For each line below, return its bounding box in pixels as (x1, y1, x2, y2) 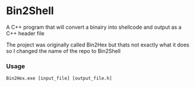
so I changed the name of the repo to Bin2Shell (6, 47, 121, 54)
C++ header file (6, 29, 45, 36)
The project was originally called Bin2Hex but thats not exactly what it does (6, 41, 190, 48)
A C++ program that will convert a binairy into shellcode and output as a (6, 24, 182, 31)
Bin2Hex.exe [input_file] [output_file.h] (6, 75, 112, 82)
